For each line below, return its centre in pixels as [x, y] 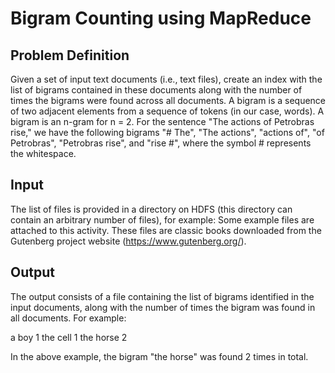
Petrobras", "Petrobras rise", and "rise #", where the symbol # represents [161, 143]
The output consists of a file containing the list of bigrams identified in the [162, 296]
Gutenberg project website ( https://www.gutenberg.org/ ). [128, 241]
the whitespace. [43, 153]
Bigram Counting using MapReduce [161, 18]
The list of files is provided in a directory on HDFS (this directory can [151, 209]
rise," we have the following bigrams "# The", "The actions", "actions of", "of [167, 132]
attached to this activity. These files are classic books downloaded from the [166, 230]
